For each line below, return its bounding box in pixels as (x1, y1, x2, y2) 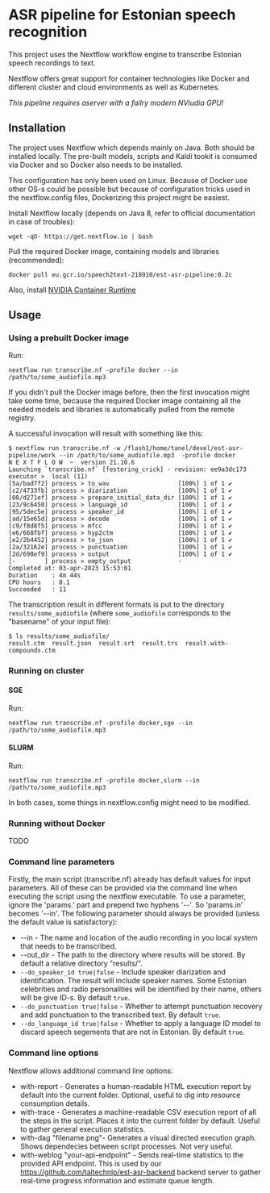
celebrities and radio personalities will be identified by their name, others (19, 984, 262, 994)
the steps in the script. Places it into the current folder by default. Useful (19, 1116, 260, 1125)
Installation (8, 121, 66, 135)
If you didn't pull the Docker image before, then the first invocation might (8, 387, 250, 397)
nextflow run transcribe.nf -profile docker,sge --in (8, 719, 193, 727)
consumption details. (19, 1099, 90, 1108)
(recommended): (8, 255, 64, 265)
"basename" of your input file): (8, 617, 111, 627)
